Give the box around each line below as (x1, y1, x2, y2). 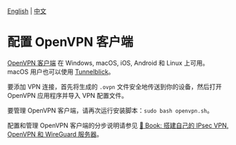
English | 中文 (7, 7, 47, 15)
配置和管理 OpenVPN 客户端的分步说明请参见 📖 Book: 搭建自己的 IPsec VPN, (7, 121, 229, 130)
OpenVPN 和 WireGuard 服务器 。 (7, 130, 104, 138)
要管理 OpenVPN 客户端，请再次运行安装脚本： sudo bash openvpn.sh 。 (7, 106, 213, 115)
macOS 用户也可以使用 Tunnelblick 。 (7, 67, 115, 76)
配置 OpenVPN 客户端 (7, 34, 134, 50)
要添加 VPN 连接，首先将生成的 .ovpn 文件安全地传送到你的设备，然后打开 (7, 82, 222, 91)
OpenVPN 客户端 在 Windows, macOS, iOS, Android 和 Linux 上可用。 (7, 58, 209, 67)
